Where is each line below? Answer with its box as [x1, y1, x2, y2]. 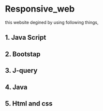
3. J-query [5, 66, 38, 75]
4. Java [5, 83, 28, 91]
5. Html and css [5, 99, 53, 108]
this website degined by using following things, [5, 19, 99, 25]
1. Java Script [5, 33, 46, 42]
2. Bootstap [5, 50, 41, 58]
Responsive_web [5, 3, 75, 15]
